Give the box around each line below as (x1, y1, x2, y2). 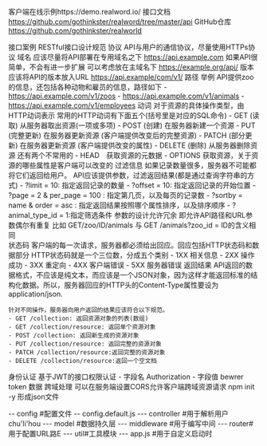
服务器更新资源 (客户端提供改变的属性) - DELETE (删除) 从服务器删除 (26, 140, 251, 150)
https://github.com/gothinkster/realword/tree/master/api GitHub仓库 (8, 17, 232, 26)
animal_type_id (8, 211, 57, 219)
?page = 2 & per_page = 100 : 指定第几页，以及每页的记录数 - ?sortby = (8, 191, 243, 199)
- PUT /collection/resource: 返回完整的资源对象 (8, 340, 162, 348)
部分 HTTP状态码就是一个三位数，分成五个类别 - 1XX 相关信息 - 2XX (14, 251, 239, 259)
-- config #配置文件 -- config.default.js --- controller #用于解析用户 (8, 409, 229, 418)
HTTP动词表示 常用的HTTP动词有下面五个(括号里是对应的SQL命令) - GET (8, 111, 249, 120)
